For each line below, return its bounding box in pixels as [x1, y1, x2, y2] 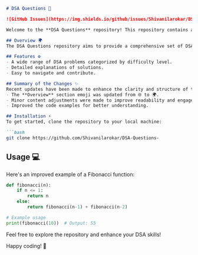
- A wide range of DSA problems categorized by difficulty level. [6, 59, 173, 65]
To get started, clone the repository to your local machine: [6, 119, 162, 125]
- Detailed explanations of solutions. [6, 65, 104, 71]
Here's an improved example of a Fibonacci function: [6, 171, 135, 178]
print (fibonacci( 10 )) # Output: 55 [6, 220, 96, 226]
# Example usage [6, 214, 46, 221]
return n [27, 193, 49, 199]
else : [16, 198, 31, 205]
